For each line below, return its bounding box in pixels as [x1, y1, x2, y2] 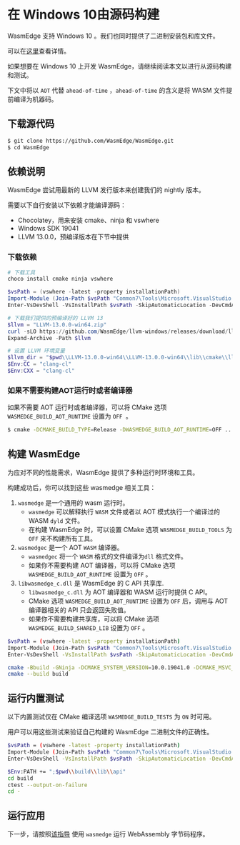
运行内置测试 [7, 692, 64, 704]
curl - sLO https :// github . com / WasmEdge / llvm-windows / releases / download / [7, 328, 229, 335]
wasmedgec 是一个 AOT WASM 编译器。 [17, 543, 124, 551]
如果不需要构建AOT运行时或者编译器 [7, 385, 133, 395]
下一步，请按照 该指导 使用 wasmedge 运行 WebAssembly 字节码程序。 [7, 830, 209, 839]
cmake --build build [7, 671, 69, 678]
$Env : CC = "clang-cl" [7, 361, 72, 368]
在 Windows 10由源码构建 [7, 6, 160, 23]
